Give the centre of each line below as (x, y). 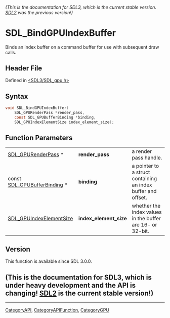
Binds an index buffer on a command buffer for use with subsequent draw (82, 47)
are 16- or (144, 225)
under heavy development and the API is (70, 285)
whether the (146, 206)
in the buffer (146, 219)
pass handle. (147, 158)
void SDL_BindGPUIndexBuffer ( (37, 108)
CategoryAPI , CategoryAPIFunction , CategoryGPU (57, 310)
